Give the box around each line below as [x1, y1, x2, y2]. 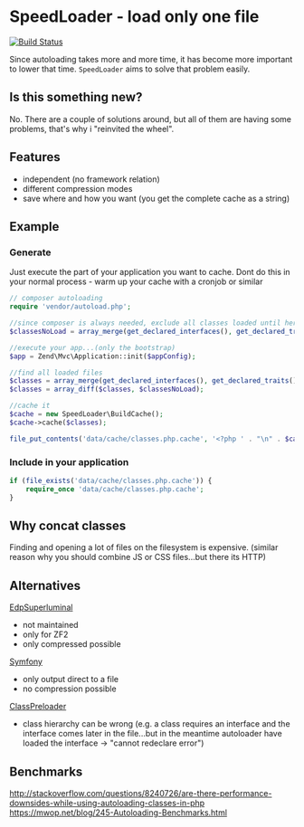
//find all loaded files [9, 368, 103, 377]
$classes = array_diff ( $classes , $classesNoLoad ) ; [9, 385, 204, 394]
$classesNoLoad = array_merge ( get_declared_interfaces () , [9, 327, 233, 336]
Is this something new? [9, 90, 143, 105]
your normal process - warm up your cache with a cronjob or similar [9, 276, 263, 287]
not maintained [22, 620, 79, 631]
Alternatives [9, 577, 81, 594]
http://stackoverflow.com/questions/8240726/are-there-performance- [9, 787, 272, 798]
